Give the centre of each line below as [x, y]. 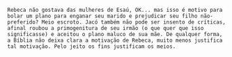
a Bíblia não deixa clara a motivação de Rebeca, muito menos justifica [115, 40]
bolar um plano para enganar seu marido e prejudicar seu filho [102, 16]
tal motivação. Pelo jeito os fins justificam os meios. [92, 47]
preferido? [23, 22]
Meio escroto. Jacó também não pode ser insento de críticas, [134, 22]
